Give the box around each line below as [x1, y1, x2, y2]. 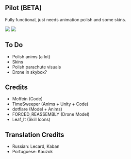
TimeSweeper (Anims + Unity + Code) [12, 101, 89, 107]
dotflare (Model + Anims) [12, 106, 63, 112]
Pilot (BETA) [5, 4, 42, 12]
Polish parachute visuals [12, 64, 61, 70]
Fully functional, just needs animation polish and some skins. [5, 16, 126, 22]
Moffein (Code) [12, 96, 43, 102]
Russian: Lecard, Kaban [12, 143, 60, 149]
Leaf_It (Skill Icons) [12, 116, 50, 123]
